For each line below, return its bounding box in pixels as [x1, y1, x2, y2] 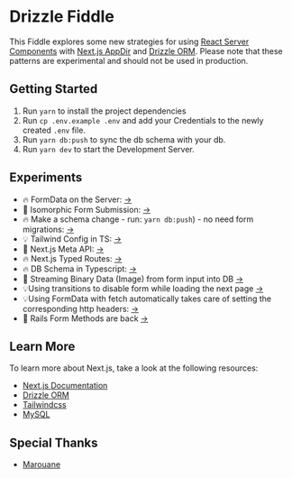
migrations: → [22, 224, 75, 234]
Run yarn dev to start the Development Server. [22, 143, 196, 154]
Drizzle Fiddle [9, 6, 114, 27]
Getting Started [9, 81, 98, 97]
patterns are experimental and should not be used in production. [9, 55, 249, 66]
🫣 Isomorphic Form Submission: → [22, 204, 151, 215]
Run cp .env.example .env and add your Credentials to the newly [22, 115, 264, 125]
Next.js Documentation [22, 381, 108, 391]
